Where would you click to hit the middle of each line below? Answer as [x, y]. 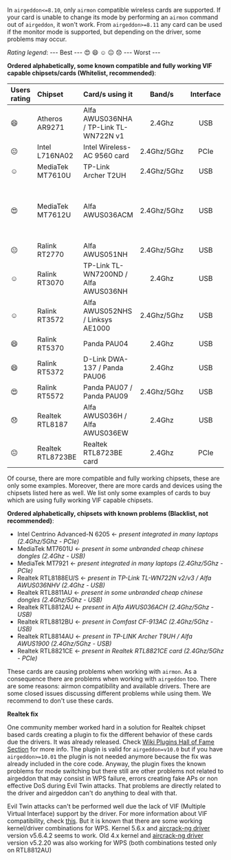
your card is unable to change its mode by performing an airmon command [113, 17]
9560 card [112, 156]
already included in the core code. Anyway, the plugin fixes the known [107, 764]
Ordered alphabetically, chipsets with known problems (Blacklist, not [108, 513]
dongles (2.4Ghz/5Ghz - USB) [60, 600]
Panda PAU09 [106, 396]
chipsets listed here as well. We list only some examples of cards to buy [109, 493]
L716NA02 [55, 156]
